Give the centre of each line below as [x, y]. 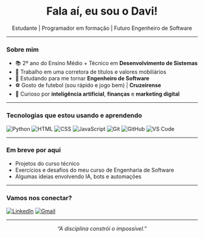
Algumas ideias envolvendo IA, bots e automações [78, 176]
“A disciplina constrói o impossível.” [102, 229]
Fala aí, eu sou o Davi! [102, 11]
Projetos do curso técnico [47, 163]
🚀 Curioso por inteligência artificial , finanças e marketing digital [97, 94]
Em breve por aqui [34, 150]
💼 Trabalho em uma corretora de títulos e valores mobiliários [91, 72]
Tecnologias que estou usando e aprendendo [74, 116]
